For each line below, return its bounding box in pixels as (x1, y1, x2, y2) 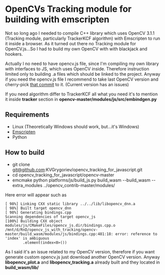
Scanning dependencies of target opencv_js (5, 214, 96, 219)
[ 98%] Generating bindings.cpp (5, 210, 71, 215)
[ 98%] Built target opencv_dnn (5, 206, 71, 211)
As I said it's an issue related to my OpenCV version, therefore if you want (5, 248, 155, 254)
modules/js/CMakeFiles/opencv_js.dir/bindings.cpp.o (5, 223, 116, 228)
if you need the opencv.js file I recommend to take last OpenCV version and (5, 76, 159, 82)
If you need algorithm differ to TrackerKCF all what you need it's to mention (5, 91, 158, 97)
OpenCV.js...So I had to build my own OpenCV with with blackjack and (5, 46, 148, 52)
